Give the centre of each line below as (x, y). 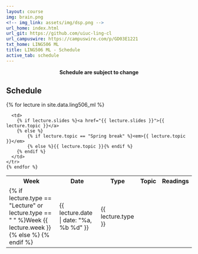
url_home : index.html (33, 28)
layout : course (25, 11)
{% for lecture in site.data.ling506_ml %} (55, 105)
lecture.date (76, 213)
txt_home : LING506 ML (33, 45)
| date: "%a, (76, 220)
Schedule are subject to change (99, 72)
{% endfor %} (22, 167)
